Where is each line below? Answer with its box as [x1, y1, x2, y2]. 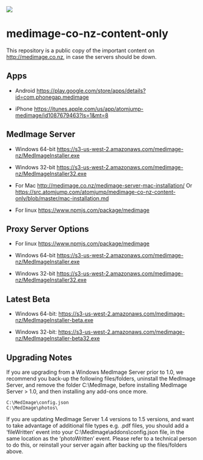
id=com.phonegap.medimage [15, 93, 89, 101]
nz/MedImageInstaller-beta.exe [15, 317, 94, 324]
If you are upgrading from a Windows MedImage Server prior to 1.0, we [6, 368, 184, 376]
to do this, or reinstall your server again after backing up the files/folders [6, 441, 187, 448]
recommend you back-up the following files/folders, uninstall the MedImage [6, 375, 196, 382]
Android [15, 87, 35, 94]
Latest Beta [6, 294, 50, 304]
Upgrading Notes [6, 352, 73, 363]
